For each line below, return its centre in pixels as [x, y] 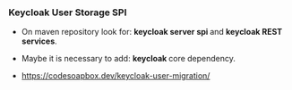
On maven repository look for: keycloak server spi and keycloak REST [152, 32]
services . [39, 41]
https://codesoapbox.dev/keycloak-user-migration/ [116, 76]
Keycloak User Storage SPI [68, 12]
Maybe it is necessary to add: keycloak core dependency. [129, 59]
